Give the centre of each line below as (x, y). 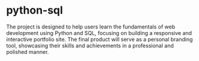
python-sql (34, 10)
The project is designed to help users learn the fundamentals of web (91, 27)
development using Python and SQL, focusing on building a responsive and (99, 33)
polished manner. (28, 52)
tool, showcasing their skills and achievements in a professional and (90, 46)
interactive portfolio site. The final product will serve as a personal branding (99, 39)
